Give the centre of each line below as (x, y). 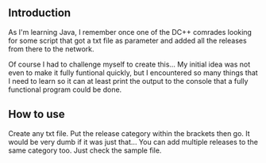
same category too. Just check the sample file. (85, 150)
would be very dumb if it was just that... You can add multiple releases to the (133, 142)
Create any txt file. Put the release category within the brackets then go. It (129, 133)
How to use (37, 114)
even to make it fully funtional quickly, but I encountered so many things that (133, 72)
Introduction (40, 13)
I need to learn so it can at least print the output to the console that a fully (128, 81)
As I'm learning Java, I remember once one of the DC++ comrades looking (130, 32)
